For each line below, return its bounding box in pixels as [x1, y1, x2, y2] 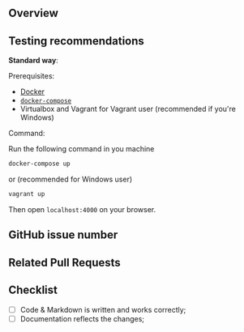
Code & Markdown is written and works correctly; [19, 304, 186, 314]
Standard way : [8, 56, 58, 66]
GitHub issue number [8, 228, 118, 242]
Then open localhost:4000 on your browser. [8, 204, 156, 214]
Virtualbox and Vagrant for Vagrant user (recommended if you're [19, 104, 237, 114]
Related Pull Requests [8, 255, 122, 270]
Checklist [8, 283, 58, 297]
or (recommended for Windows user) [8, 174, 133, 185]
